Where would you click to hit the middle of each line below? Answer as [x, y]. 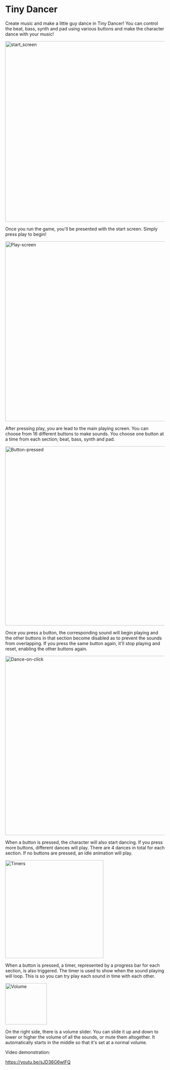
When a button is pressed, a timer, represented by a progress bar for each [83, 965]
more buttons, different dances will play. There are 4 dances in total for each [85, 847]
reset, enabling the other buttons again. [46, 649]
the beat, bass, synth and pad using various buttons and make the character [85, 28]
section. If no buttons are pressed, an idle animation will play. [69, 853]
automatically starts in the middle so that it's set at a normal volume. [76, 1042]
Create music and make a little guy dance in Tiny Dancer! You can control [82, 23]
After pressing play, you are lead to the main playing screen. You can [77, 428]
